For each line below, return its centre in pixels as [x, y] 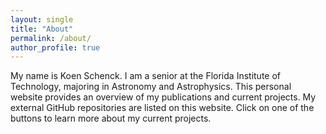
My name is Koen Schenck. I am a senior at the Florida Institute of [145, 76]
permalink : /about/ [51, 38]
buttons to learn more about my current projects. [111, 118]
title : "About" [42, 29]
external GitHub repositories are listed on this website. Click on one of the [162, 108]
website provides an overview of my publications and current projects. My [163, 97]
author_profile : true [55, 47]
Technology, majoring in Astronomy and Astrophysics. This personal [151, 87]
